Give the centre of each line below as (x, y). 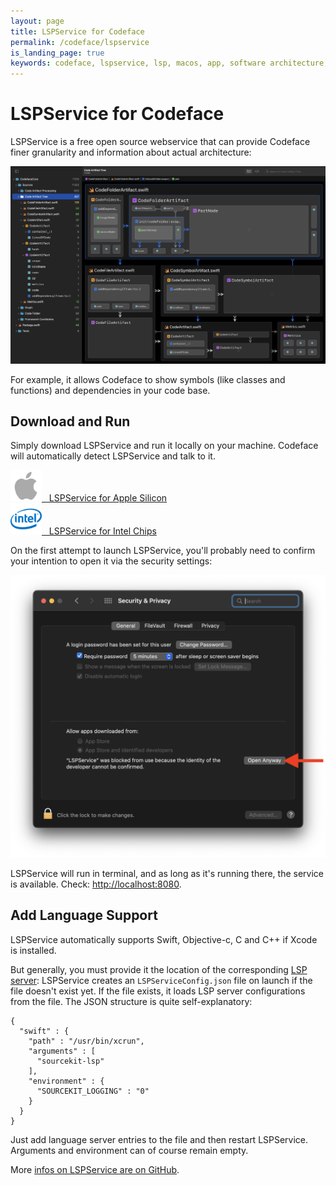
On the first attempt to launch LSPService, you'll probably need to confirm (163, 551)
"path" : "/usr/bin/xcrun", (86, 1041)
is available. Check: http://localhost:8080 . (96, 884)
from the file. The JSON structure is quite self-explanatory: (131, 1001)
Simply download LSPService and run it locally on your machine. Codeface (164, 446)
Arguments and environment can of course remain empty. (129, 1150)
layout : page (37, 21)
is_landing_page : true (57, 53)
